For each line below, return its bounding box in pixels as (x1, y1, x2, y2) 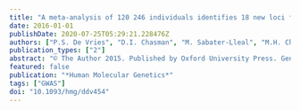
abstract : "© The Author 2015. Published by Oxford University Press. (9, 54, 278, 63)
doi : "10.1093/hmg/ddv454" (9, 87, 110, 96)
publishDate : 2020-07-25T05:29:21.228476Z (9, 29, 170, 38)
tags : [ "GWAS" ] (9, 79, 66, 88)
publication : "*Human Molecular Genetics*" (9, 71, 174, 80)
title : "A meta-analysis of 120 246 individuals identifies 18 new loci (9, 12, 286, 22)
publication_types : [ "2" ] (9, 46, 105, 55)
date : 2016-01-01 (9, 21, 74, 30)
